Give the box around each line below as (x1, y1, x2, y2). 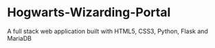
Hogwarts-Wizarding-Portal (7, 5, 171, 20)
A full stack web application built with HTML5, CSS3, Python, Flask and (7, 27, 208, 35)
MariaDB (7, 34, 32, 42)
